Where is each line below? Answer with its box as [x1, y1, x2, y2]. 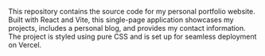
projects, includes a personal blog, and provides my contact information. [8, 24, 247, 32]
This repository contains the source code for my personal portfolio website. [8, 7, 256, 16]
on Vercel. [8, 40, 42, 50]
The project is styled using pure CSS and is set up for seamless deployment [8, 32, 257, 41]
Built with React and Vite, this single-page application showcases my [8, 15, 234, 24]
